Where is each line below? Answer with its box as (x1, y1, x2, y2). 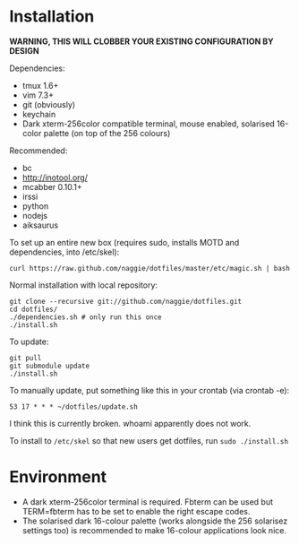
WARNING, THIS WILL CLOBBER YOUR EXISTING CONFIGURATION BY (9, 36, 274, 47)
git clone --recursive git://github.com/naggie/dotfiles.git (9, 297, 243, 306)
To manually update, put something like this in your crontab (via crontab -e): (9, 385, 290, 395)
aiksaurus (21, 220, 59, 230)
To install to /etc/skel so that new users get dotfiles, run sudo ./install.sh (9, 435, 289, 446)
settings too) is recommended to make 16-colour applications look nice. (21, 524, 286, 535)
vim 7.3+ (21, 90, 54, 100)
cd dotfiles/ (9, 305, 58, 314)
